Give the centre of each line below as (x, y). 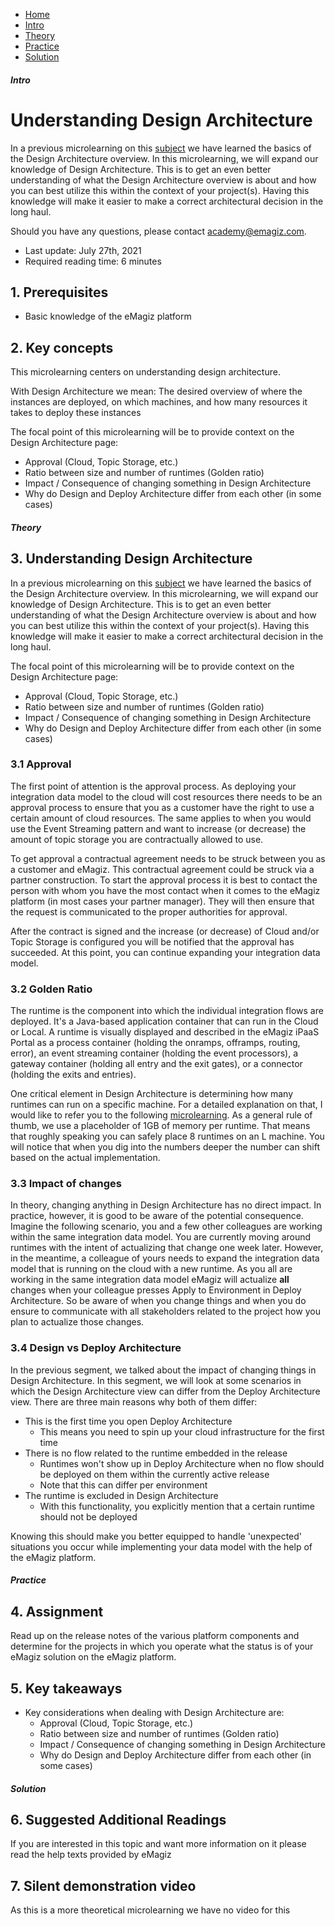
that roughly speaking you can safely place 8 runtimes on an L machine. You (167, 1136)
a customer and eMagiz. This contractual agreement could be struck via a (162, 869)
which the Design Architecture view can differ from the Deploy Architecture (165, 1391)
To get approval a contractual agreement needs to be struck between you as (168, 858)
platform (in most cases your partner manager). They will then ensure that (162, 901)
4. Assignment (57, 1611)
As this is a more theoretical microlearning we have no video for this (150, 1910)
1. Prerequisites (59, 292)
